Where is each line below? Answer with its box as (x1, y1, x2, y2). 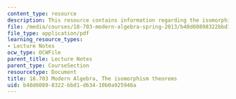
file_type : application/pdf (7, 29, 90, 37)
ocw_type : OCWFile (7, 49, 61, 56)
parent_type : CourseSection (7, 62, 90, 69)
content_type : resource (7, 10, 77, 17)
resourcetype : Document (7, 68, 77, 75)
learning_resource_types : (7, 36, 83, 43)
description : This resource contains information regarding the (7, 17, 199, 24)
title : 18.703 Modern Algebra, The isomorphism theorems (7, 75, 178, 82)
